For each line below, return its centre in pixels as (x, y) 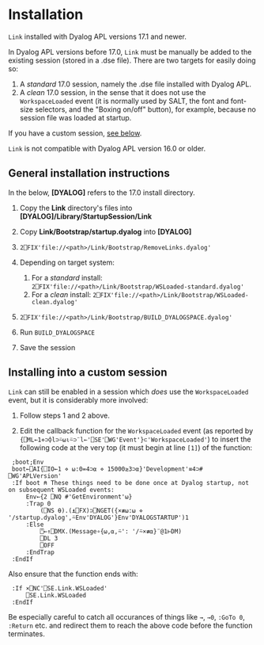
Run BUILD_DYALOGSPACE (57, 332)
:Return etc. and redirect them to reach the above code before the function (130, 625)
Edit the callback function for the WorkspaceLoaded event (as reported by (136, 430)
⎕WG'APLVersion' (35, 476)
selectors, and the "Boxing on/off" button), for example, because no (146, 109)
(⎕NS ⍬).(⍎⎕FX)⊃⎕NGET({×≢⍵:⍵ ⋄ (92, 510)
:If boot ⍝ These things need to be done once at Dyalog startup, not (130, 483)
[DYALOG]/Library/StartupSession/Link (86, 216)
